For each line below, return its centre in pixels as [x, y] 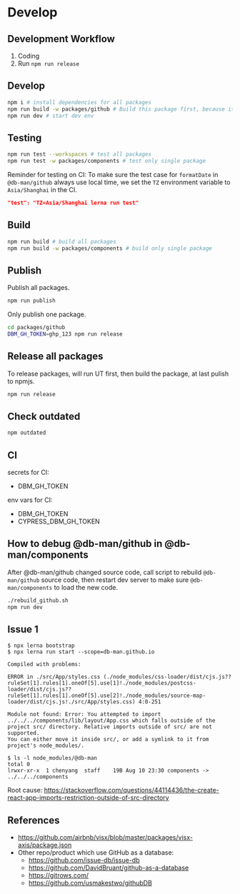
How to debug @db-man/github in [85, 544]
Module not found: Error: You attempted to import [84, 715]
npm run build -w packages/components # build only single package [110, 248]
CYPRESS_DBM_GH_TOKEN [59, 521]
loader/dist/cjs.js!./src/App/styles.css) [71, 702]
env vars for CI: [30, 500]
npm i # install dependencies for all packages [80, 102]
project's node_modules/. [46, 746]
